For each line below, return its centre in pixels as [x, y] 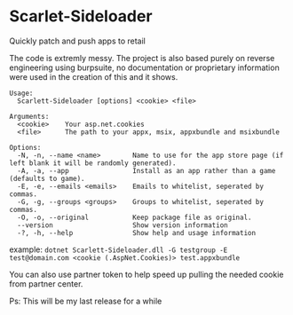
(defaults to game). [48, 178]
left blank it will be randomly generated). [93, 163]
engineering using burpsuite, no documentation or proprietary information [144, 67]
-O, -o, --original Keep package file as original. [135, 217]
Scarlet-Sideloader [81, 16]
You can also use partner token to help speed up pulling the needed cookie [146, 274]
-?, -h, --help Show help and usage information [136, 232]
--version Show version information [123, 225]
